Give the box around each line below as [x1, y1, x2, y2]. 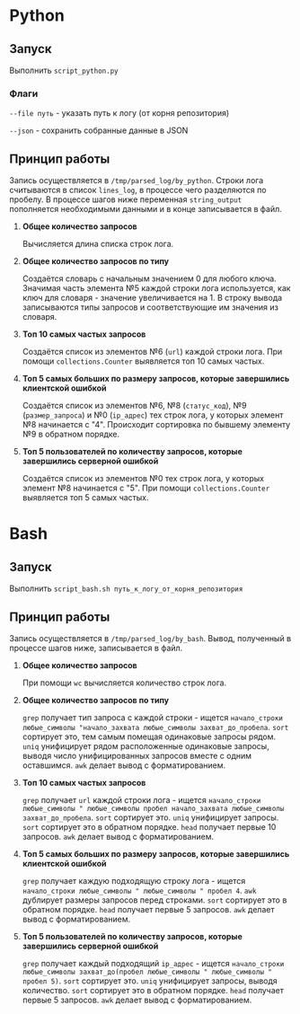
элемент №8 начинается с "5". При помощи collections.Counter [22, 482, 270, 494]
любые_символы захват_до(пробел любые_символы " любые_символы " [22, 967, 272, 976]
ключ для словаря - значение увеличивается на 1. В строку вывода [22, 293, 283, 304]
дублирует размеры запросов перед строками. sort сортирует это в [22, 895, 287, 905]
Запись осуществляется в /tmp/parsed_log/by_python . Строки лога [9, 175, 263, 186]
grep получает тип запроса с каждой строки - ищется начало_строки [22, 711, 283, 723]
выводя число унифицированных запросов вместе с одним [22, 750, 252, 761]
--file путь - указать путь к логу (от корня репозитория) [9, 108, 230, 119]
